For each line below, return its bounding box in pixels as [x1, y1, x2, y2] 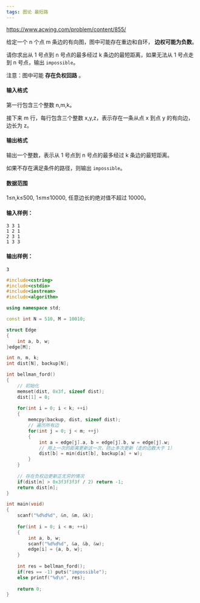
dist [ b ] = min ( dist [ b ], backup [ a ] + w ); [38, 450, 143, 457]
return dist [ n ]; [17, 484, 59, 491]
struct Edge [6, 326, 36, 333]
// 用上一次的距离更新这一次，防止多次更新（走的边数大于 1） [38, 445, 175, 451]
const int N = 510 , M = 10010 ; [6, 316, 86, 322]
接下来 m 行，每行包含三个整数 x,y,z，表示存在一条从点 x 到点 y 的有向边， [6, 114, 194, 122]
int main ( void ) [6, 501, 45, 508]
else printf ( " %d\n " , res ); [17, 574, 86, 581]
